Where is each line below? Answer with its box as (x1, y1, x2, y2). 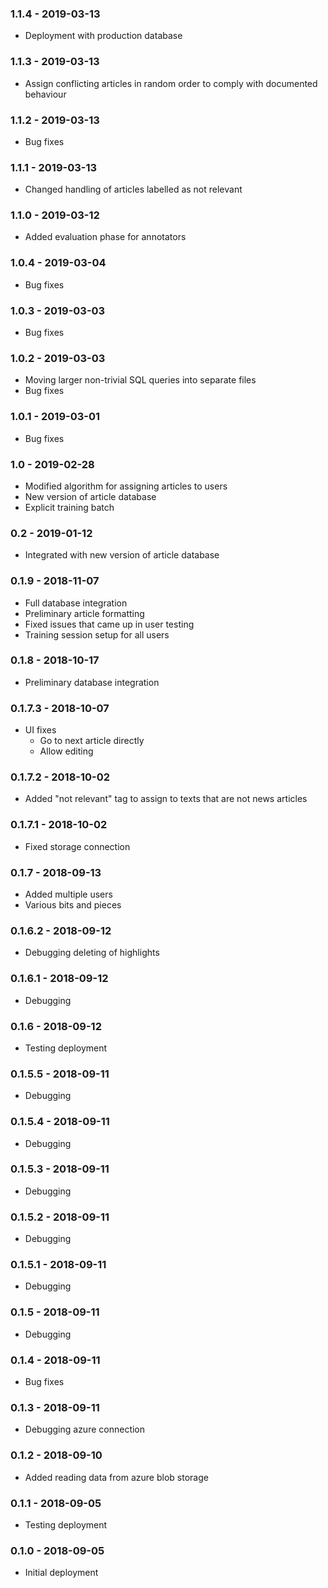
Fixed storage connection (24, 840, 131, 852)
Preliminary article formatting (24, 607, 145, 619)
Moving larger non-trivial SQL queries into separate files (24, 374, 257, 386)
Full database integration (24, 597, 128, 609)
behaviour (24, 88, 67, 100)
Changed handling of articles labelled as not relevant (24, 183, 243, 196)
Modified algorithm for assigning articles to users (24, 480, 228, 492)
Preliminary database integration (24, 676, 160, 688)
